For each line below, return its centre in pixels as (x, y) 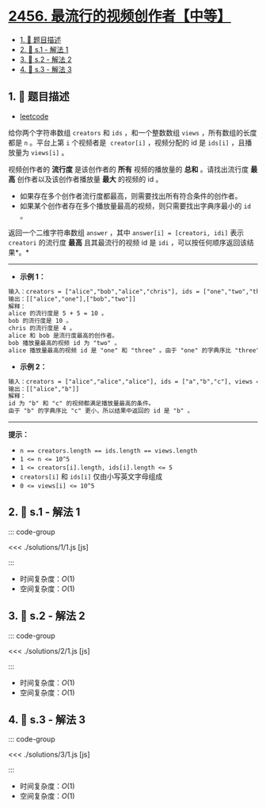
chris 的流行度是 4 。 (42, 328)
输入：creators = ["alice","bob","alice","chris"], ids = (104, 291)
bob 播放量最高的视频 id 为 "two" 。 (65, 343)
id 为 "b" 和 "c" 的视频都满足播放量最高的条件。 (82, 404)
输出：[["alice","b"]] (44, 389)
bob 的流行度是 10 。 (40, 321)
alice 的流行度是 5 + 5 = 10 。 (58, 313)
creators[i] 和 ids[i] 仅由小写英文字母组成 (91, 476)
